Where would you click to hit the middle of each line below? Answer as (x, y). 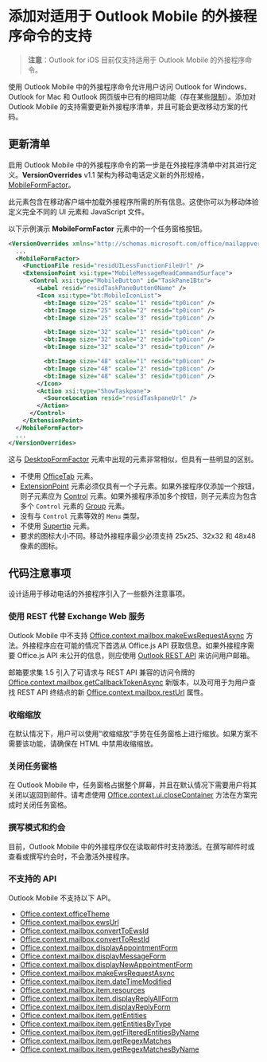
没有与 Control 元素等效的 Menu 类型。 (82, 515)
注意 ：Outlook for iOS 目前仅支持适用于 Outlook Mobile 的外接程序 (136, 60)
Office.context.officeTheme (64, 914)
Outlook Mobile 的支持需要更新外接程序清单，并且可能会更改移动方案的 (124, 106)
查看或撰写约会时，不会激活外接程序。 (71, 856)
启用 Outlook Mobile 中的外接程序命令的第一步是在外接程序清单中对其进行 (129, 165)
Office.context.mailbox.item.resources (82, 990)
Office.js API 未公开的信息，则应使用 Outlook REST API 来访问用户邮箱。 (135, 655)
